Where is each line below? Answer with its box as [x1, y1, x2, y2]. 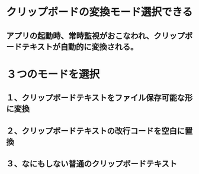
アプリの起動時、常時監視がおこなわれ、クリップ [6, 31, 185, 41]
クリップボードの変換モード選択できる [6, 5, 193, 19]
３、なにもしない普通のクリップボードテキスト [6, 159, 178, 169]
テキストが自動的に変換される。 [21, 42, 139, 52]
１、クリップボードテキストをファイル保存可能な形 [6, 93, 193, 103]
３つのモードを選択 [6, 67, 100, 81]
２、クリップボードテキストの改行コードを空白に [6, 126, 185, 136]
